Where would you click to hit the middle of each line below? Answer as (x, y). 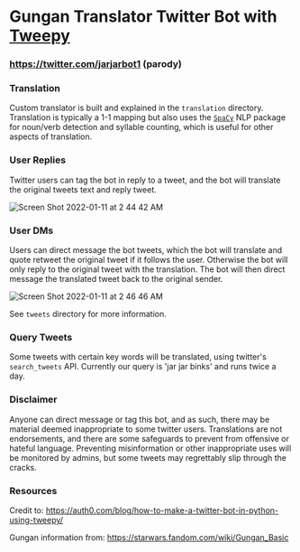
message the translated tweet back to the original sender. (116, 279)
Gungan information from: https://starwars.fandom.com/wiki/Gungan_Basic (149, 537)
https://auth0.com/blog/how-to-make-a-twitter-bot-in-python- (162, 510)
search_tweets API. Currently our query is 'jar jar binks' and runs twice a (143, 367)
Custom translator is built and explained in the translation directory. (136, 108)
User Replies (37, 160)
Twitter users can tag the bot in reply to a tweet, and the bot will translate (145, 180)
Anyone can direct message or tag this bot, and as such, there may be (140, 419)
